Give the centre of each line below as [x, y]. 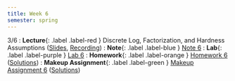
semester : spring [33, 20]
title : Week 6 [28, 14]
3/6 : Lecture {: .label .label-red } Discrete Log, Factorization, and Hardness [116, 40]
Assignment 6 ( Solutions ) [44, 70]
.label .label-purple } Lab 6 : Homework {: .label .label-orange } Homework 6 [118, 55]
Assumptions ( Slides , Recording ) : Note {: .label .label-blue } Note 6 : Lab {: [115, 47]
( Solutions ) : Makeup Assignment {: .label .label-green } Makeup [101, 62]
